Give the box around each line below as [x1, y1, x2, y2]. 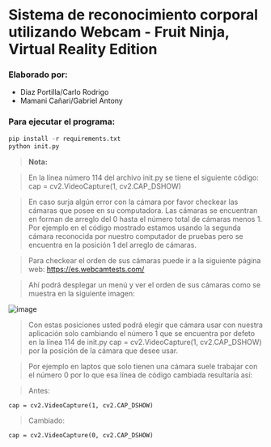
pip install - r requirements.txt [8, 134, 121, 143]
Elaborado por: [8, 69, 68, 80]
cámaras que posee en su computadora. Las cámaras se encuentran [28, 205, 258, 215]
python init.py [8, 142, 60, 151]
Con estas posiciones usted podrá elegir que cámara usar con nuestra [28, 320, 263, 330]
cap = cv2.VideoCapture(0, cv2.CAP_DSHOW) [8, 431, 154, 439]
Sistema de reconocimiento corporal [8, 6, 259, 24]
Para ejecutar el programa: [8, 116, 116, 127]
